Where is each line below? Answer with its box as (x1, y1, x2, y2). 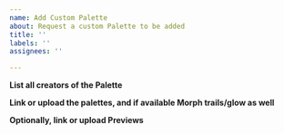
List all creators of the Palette (9, 80, 123, 91)
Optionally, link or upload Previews (9, 115, 144, 126)
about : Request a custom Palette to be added (9, 22, 185, 31)
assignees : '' (9, 47, 64, 56)
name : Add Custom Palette (9, 13, 107, 23)
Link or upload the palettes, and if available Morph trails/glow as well (9, 97, 275, 109)
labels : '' (9, 38, 51, 48)
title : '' (9, 30, 47, 39)
